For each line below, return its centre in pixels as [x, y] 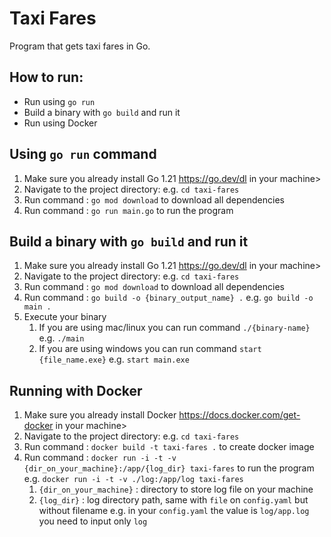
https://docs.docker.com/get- [239, 415]
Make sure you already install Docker [100, 415]
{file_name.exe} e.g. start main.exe [114, 359]
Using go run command [83, 154]
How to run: [46, 77]
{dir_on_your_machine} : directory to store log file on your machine [176, 489]
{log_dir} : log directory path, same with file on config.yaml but [173, 500]
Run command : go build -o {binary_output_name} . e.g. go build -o [168, 298]
